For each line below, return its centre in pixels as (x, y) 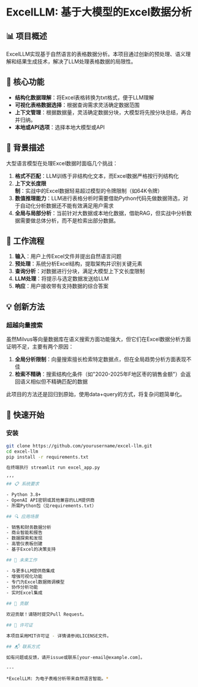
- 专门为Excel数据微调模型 (36, 582)
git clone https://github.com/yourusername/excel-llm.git (79, 446)
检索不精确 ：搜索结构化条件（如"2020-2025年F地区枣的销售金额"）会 (100, 374)
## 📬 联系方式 (23, 647)
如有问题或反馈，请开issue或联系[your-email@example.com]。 (76, 657)
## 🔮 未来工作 (22, 560)
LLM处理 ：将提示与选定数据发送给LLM (62, 279)
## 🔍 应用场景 (23, 516)
